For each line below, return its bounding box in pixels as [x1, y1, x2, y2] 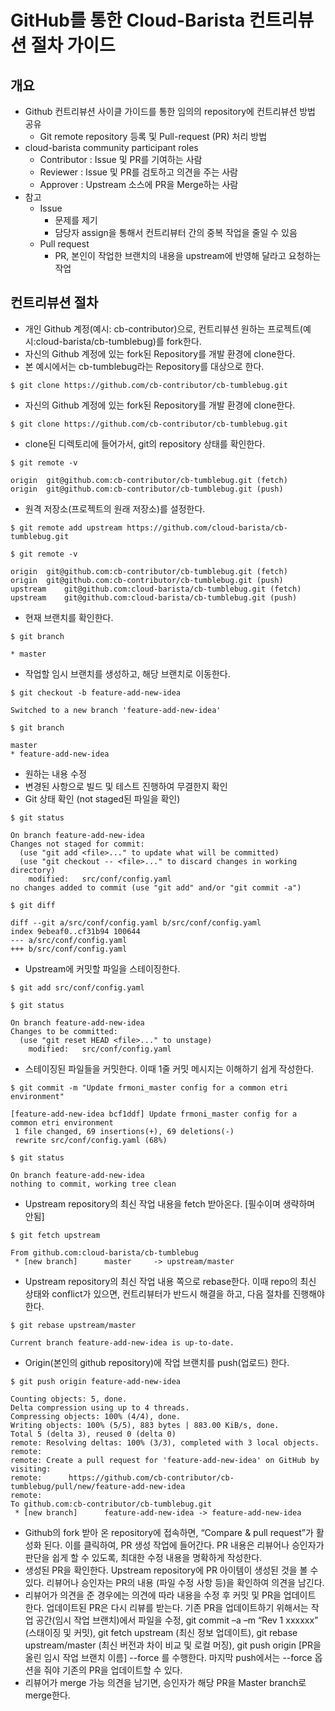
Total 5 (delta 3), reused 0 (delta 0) [10, 1429, 177, 1439]
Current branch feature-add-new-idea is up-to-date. [10, 1337, 235, 1348]
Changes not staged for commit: [10, 839, 145, 849]
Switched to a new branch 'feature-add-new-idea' [10, 705, 222, 715]
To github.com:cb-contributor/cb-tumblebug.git [10, 1499, 213, 1509]
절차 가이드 [30, 34, 116, 57]
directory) [10, 865, 56, 875]
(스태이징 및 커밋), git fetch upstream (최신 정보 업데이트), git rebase [24, 1626, 298, 1638]
